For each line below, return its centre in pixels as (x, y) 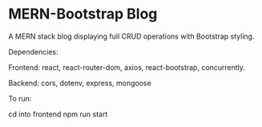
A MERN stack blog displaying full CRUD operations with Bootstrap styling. (131, 36)
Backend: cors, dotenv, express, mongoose (80, 83)
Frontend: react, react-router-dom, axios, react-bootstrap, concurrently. (127, 67)
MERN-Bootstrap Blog (83, 14)
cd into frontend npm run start (58, 114)
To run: (20, 98)
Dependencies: (33, 51)
